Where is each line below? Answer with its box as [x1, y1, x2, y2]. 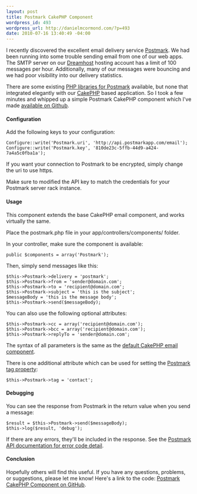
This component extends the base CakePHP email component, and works [6, 211, 185, 218]
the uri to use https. [6, 167, 54, 174]
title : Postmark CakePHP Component [6, 14, 94, 20]
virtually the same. [6, 218, 51, 225]
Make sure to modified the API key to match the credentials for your [6, 178, 170, 186]
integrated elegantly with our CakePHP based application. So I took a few [6, 90, 183, 97]
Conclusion [6, 455, 35, 463]
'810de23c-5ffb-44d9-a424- [93, 145, 159, 151]
